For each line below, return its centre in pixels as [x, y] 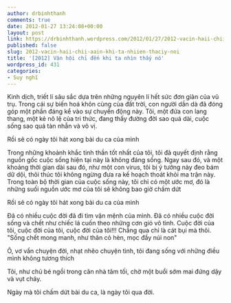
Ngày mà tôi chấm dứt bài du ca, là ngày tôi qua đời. [81, 292]
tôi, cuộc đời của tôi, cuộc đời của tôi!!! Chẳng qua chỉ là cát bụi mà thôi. [109, 230]
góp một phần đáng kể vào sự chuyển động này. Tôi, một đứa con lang [107, 111]
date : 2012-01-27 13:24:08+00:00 [55, 26]
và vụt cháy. [24, 279]
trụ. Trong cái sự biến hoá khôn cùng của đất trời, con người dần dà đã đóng [115, 104]
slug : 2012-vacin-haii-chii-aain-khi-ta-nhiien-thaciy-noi [93, 52]
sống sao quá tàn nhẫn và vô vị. [52, 126]
